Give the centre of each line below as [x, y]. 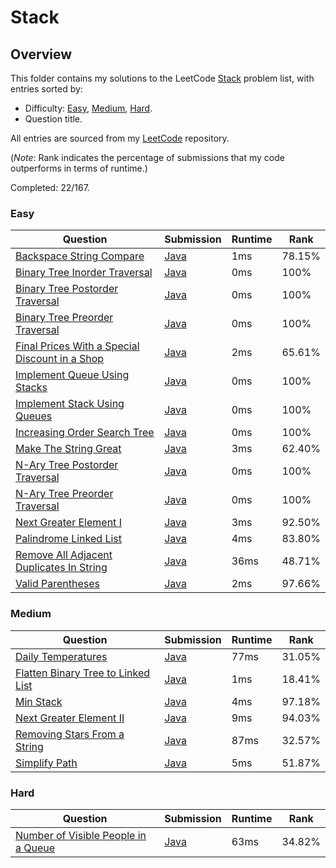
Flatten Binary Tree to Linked [83, 673]
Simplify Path [46, 763]
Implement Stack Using [70, 404]
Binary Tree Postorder [67, 289]
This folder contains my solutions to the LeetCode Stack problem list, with [162, 78]
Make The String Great [68, 449]
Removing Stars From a [70, 734]
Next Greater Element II [70, 718]
